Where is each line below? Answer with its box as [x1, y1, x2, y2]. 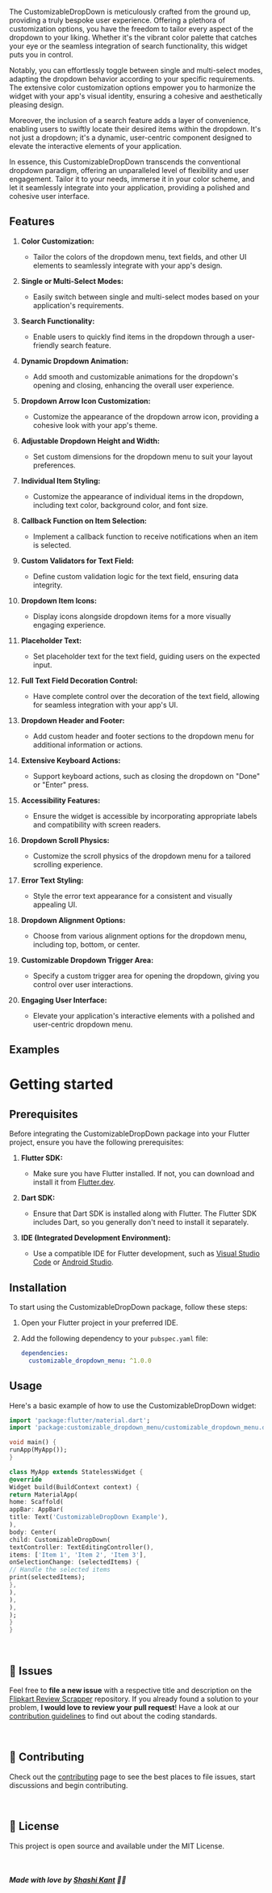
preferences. [32, 460, 76, 470]
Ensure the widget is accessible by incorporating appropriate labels [32, 811, 257, 820]
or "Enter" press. [32, 780, 90, 790]
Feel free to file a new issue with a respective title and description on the [9, 1686, 253, 1696]
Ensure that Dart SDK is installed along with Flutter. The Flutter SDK [32, 1209, 257, 1218]
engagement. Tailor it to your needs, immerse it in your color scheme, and [9, 174, 255, 184]
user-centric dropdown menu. [32, 1019, 133, 1029]
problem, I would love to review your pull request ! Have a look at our [9, 1703, 240, 1713]
